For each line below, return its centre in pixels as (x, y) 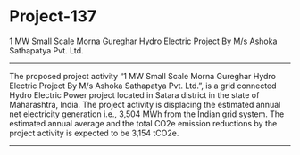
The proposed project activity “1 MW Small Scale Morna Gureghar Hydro (143, 76)
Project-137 (53, 16)
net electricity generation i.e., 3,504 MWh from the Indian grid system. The (147, 114)
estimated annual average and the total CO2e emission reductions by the (143, 123)
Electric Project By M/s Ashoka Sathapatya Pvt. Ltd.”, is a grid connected (143, 86)
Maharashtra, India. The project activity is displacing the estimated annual (145, 104)
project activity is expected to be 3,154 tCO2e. (94, 133)
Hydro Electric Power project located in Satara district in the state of (134, 94)
